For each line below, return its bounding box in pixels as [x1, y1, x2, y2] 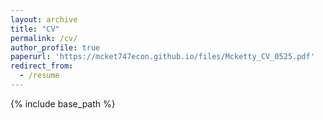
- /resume [19, 71, 60, 81]
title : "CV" [10, 24, 60, 34]
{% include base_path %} [10, 97, 116, 110]
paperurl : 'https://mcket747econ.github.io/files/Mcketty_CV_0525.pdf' [10, 52, 315, 62]
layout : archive [10, 14, 78, 25]
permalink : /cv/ [10, 33, 78, 43]
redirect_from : [10, 61, 74, 71]
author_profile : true [10, 42, 101, 53]
